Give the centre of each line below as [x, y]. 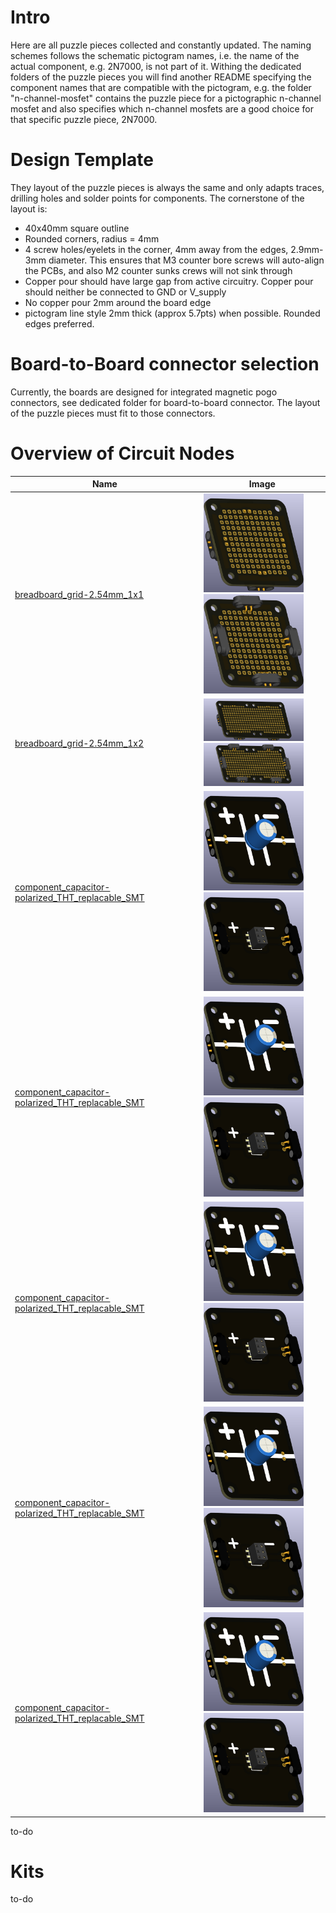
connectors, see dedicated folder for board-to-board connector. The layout [165, 402]
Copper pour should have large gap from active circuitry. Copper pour [169, 281]
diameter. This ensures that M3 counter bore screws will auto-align [186, 260]
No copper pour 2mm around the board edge [118, 302]
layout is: [29, 208]
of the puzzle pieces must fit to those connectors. [113, 413]
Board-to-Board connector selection [165, 364]
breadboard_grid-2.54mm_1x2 [79, 743]
